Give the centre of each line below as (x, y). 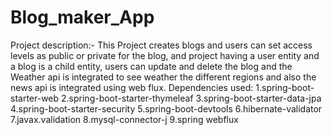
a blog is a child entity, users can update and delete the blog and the (151, 66)
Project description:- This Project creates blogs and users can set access (161, 45)
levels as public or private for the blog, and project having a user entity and (165, 55)
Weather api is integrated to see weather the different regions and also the (163, 77)
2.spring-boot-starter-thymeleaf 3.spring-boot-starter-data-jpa (191, 98)
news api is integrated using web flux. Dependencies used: (132, 87)
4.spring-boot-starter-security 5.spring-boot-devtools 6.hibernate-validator (166, 108)
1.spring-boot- (285, 87)
